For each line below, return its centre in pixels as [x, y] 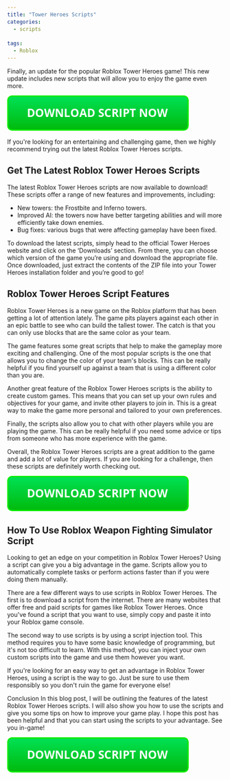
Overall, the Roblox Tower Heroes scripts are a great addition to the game [111, 451]
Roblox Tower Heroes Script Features [88, 294]
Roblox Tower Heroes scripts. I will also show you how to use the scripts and [115, 706]
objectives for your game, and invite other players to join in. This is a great [112, 403]
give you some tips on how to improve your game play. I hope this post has [113, 713]
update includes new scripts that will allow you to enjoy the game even [107, 78]
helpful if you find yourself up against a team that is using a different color [112, 367]
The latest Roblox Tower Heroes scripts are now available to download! [107, 187]
